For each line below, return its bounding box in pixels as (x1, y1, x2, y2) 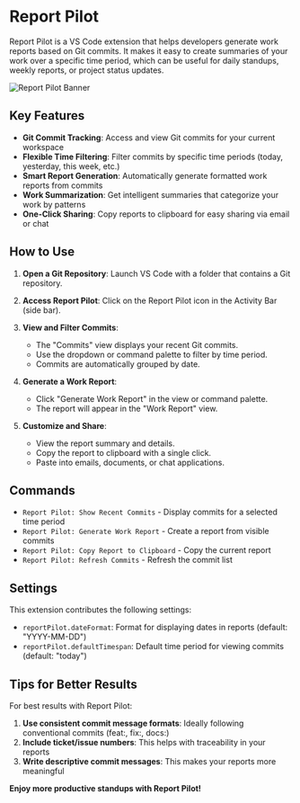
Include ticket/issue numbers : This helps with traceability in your (22, 737, 267, 747)
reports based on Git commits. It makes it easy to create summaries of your (9, 45, 288, 56)
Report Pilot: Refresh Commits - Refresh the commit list (22, 555, 234, 566)
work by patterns (22, 199, 86, 210)
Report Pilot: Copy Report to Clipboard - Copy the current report (22, 545, 271, 556)
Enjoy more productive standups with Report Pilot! (9, 783, 202, 793)
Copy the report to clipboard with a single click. (35, 447, 212, 458)
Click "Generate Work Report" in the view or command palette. (35, 393, 269, 404)
